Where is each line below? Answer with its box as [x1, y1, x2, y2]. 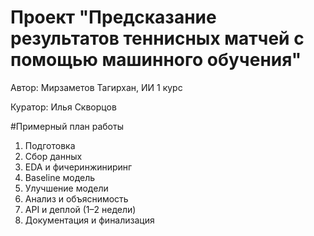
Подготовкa [24, 139, 76, 151]
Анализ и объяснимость [24, 192, 129, 205]
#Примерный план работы [10, 120, 124, 132]
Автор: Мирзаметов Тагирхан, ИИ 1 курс [10, 81, 183, 93]
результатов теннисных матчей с [10, 27, 305, 50]
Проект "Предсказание [10, 6, 217, 29]
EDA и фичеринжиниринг [24, 161, 133, 173]
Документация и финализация [24, 214, 155, 226]
